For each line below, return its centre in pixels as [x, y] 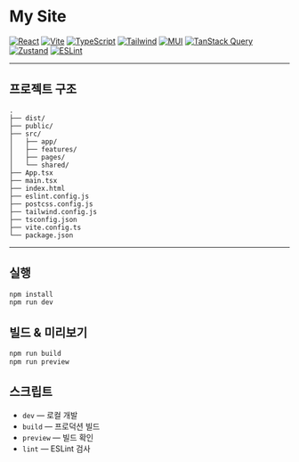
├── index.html [37, 188]
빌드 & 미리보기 [48, 332]
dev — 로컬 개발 [50, 415]
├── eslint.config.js [49, 196]
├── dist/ [28, 118]
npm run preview [39, 362]
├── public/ [31, 126]
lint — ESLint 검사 [56, 449]
